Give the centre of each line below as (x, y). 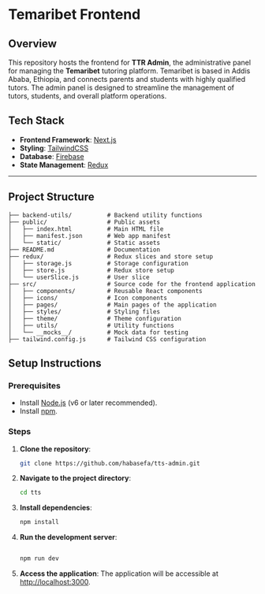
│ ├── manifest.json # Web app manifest (90, 236)
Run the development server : (68, 537)
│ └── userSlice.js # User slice (79, 277)
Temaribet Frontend (75, 15)
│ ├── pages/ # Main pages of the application (112, 305)
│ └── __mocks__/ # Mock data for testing (99, 332)
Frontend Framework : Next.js (68, 139)
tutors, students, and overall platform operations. (88, 96)
